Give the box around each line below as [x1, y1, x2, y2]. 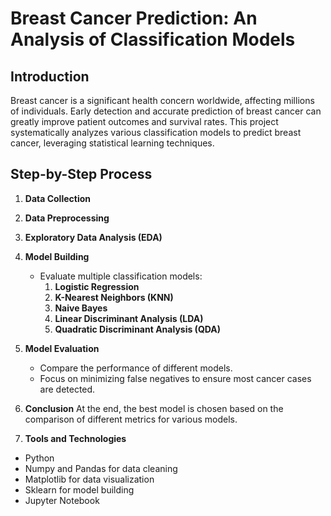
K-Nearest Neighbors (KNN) [54, 291, 174, 303]
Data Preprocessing [24, 212, 110, 224]
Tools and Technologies [24, 432, 127, 444]
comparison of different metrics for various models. [24, 413, 238, 425]
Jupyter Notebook [24, 494, 100, 506]
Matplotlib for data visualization [24, 473, 155, 485]
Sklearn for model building [24, 483, 135, 496]
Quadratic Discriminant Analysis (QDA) [54, 323, 222, 335]
